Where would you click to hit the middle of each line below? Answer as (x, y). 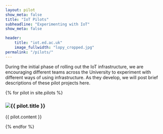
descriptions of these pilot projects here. (48, 83)
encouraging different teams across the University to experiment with (78, 72)
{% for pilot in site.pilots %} (34, 92)
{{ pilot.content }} (24, 117)
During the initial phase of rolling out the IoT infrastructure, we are (74, 66)
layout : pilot (20, 10)
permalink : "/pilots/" (29, 52)
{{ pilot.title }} (28, 106)
